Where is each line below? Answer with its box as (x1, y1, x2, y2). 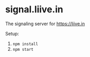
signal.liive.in (5, 4, 64, 15)
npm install (12, 41, 38, 47)
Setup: (5, 30, 19, 36)
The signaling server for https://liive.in (5, 21, 85, 27)
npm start (12, 47, 34, 52)
